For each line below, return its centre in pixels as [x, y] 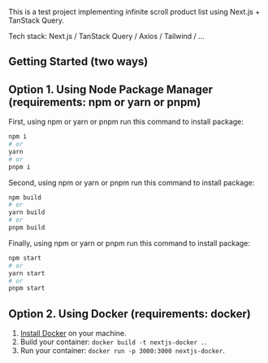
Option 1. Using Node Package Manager [111, 89]
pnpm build [27, 228]
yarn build [27, 212]
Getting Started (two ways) [78, 61]
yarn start [27, 273]
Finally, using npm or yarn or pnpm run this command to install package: [129, 243]
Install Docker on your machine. [73, 334]
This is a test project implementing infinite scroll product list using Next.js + [134, 12]
